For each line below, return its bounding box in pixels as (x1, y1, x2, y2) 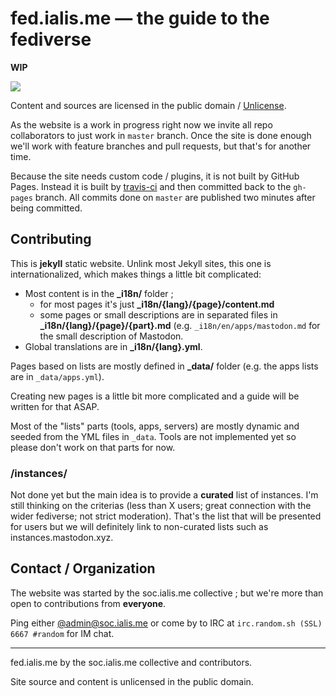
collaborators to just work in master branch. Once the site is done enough (10, 129, 312, 141)
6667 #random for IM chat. (10, 627, 115, 639)
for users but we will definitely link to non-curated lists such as (10, 521, 269, 533)
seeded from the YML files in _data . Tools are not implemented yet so (10, 430, 297, 442)
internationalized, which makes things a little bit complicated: (10, 268, 262, 280)
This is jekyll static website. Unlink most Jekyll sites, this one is (10, 257, 272, 269)
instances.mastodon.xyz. (10, 532, 114, 544)
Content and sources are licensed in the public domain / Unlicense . (10, 99, 287, 111)
